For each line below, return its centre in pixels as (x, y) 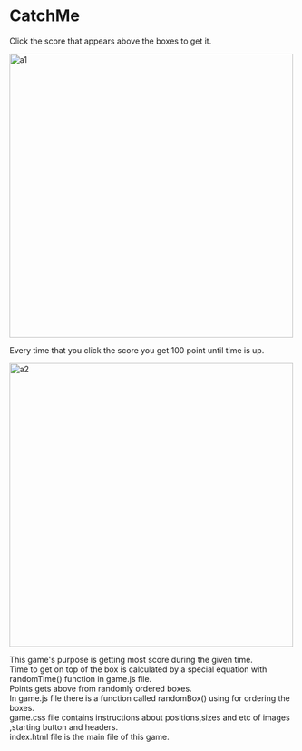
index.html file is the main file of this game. (89, 736)
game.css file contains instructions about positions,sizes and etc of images (150, 717)
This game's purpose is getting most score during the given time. (132, 659)
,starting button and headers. (64, 726)
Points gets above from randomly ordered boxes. (101, 688)
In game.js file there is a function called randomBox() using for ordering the (150, 698)
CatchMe (44, 16)
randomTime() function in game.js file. (81, 678)
